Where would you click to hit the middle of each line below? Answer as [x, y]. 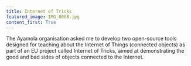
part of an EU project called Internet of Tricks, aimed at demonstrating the [95, 51]
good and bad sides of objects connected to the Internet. [75, 57]
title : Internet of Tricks [39, 11]
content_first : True [31, 22]
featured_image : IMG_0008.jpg [43, 17]
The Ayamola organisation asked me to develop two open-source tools [91, 39]
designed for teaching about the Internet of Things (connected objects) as [96, 45]
